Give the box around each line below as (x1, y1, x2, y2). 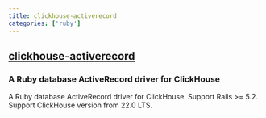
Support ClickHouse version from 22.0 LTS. (8, 100, 153, 110)
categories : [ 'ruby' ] (8, 19, 81, 27)
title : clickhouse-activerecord (8, 11, 117, 20)
